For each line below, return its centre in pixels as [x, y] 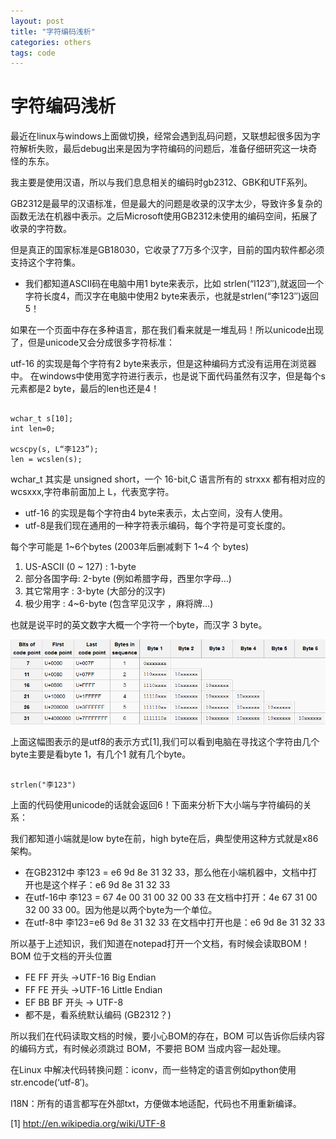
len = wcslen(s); [46, 460]
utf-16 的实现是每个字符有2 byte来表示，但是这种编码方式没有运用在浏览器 [163, 364]
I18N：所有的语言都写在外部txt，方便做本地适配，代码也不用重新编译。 [156, 1104]
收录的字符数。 [41, 229]
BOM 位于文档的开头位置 [61, 956]
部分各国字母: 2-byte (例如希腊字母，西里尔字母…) [128, 579]
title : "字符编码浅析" [53, 31]
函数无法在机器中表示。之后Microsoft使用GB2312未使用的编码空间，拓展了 [164, 216]
